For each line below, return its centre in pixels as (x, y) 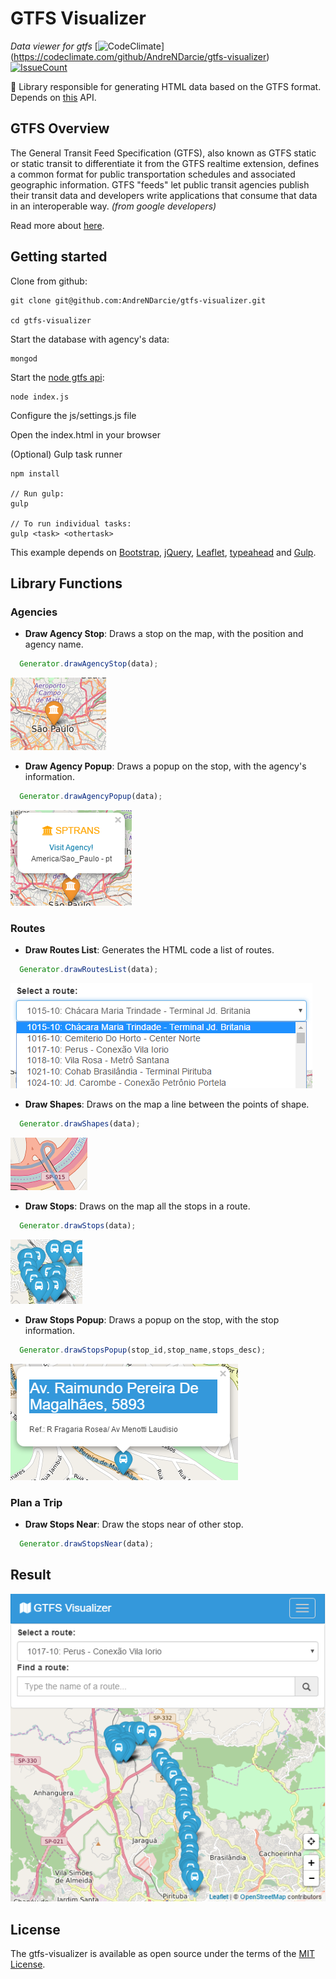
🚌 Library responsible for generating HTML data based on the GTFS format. (166, 86)
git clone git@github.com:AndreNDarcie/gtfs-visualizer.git (138, 300)
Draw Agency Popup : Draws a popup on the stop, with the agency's (165, 766)
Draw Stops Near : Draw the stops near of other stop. (134, 1524)
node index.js (40, 397)
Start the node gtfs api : (57, 377)
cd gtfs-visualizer (51, 320)
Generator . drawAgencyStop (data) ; (89, 664)
